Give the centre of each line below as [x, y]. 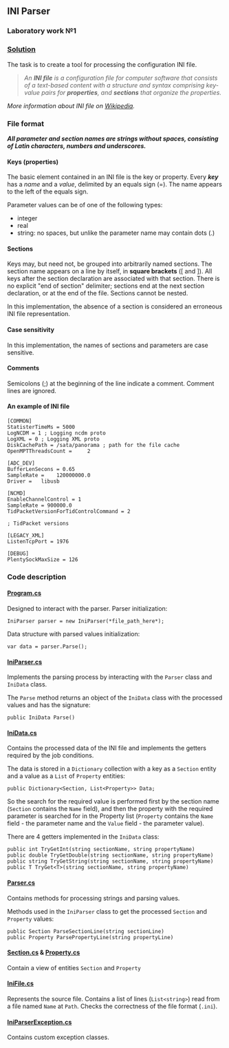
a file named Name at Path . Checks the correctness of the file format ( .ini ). [112, 1006]
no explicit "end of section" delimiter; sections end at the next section [106, 286]
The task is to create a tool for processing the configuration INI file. [102, 64]
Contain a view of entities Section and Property [74, 967]
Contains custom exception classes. [58, 1037]
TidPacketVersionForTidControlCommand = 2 [69, 511]
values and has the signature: [49, 705]
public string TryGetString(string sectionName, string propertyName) [110, 861]
